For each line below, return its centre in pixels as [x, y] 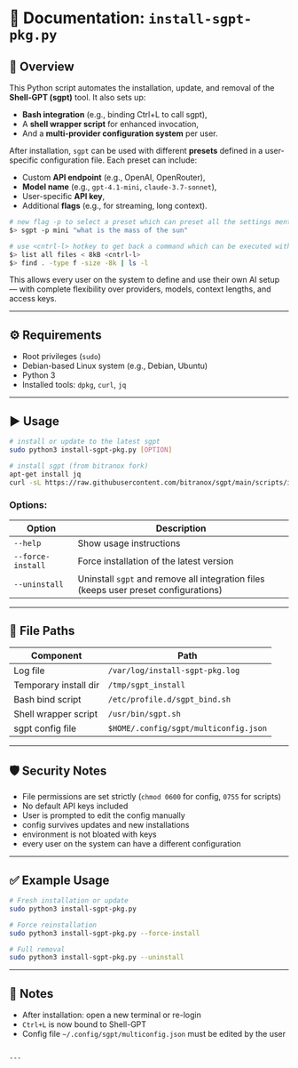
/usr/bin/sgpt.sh [145, 714]
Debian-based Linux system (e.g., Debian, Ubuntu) [115, 366]
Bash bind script [47, 700]
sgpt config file [45, 728]
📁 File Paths [42, 631]
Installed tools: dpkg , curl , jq [74, 385]
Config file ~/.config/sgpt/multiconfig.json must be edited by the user [154, 1034]
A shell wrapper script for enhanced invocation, [110, 124]
